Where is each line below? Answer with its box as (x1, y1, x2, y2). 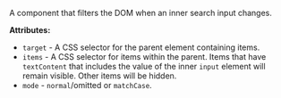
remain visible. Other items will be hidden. (21, 70, 177, 81)
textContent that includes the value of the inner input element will (21, 61, 266, 71)
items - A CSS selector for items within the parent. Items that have (21, 52, 267, 61)
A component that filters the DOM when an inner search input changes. (9, 8, 273, 18)
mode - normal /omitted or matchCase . (21, 80, 152, 90)
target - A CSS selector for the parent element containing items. (21, 42, 260, 53)
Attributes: (9, 25, 51, 35)
